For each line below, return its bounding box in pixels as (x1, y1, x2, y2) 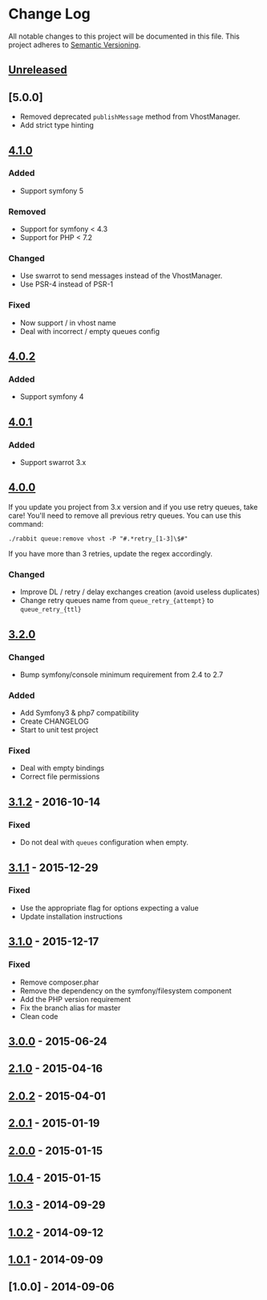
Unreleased (8, 63, 68, 77)
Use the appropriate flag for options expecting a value (19, 903, 199, 912)
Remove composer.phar (19, 977, 99, 987)
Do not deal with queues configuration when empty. (19, 837, 189, 847)
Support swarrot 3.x (19, 458, 87, 467)
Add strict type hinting (19, 120, 94, 130)
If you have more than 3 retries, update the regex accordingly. (8, 548, 212, 558)
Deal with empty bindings (19, 764, 105, 773)
